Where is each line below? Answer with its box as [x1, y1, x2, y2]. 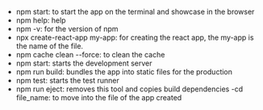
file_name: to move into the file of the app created [15, 93, 182, 102]
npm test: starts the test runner [15, 76, 119, 85]
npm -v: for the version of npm [15, 24, 119, 33]
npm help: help [15, 15, 66, 25]
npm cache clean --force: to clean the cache [15, 50, 165, 59]
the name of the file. [15, 41, 83, 51]
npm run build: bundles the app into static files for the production [15, 67, 232, 76]
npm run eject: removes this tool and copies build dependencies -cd [15, 84, 244, 94]
